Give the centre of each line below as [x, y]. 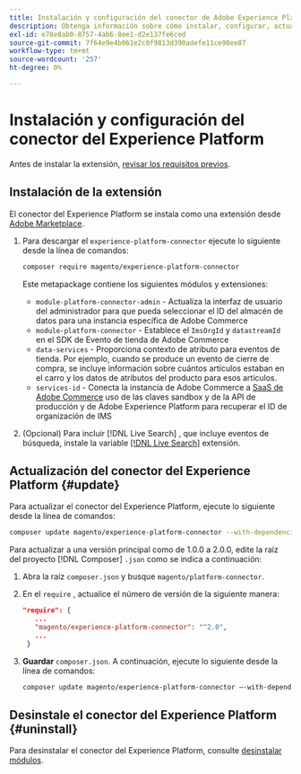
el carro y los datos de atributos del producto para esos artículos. [156, 377]
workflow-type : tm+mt [50, 51]
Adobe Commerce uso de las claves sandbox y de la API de [146, 397]
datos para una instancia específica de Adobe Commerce [142, 321]
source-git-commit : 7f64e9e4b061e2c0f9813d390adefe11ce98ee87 [128, 43]
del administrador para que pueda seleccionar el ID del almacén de [159, 311]
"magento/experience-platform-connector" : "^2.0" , [131, 627]
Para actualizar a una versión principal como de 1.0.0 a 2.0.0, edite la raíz [144, 550]
